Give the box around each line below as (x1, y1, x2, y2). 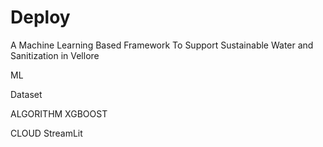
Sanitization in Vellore (10, 49, 100, 61)
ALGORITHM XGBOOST (10, 107, 108, 120)
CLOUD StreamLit (10, 127, 83, 139)
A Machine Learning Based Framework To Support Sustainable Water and (10, 39, 314, 51)
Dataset (10, 88, 43, 100)
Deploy (10, 6, 71, 29)
